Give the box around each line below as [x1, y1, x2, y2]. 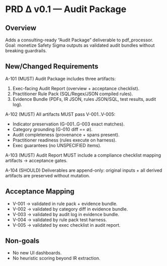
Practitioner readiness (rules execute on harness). [12, 137, 117, 143]
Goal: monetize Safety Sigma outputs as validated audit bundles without [5, 42, 155, 48]
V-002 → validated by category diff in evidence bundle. [12, 206, 128, 212]
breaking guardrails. [5, 48, 47, 53]
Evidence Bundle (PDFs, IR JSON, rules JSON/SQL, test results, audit [12, 96, 156, 102]
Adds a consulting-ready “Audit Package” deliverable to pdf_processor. [5, 37, 153, 43]
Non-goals [5, 237, 39, 245]
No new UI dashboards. [12, 250, 62, 256]
